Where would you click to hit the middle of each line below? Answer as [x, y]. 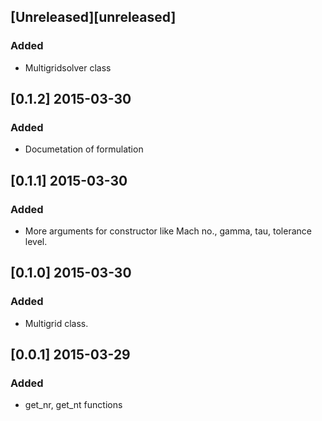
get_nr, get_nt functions [73, 405]
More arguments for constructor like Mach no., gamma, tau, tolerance [168, 231]
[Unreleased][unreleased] [93, 17]
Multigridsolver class [68, 67]
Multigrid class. [56, 323]
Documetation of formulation [84, 149]
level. [36, 242]
